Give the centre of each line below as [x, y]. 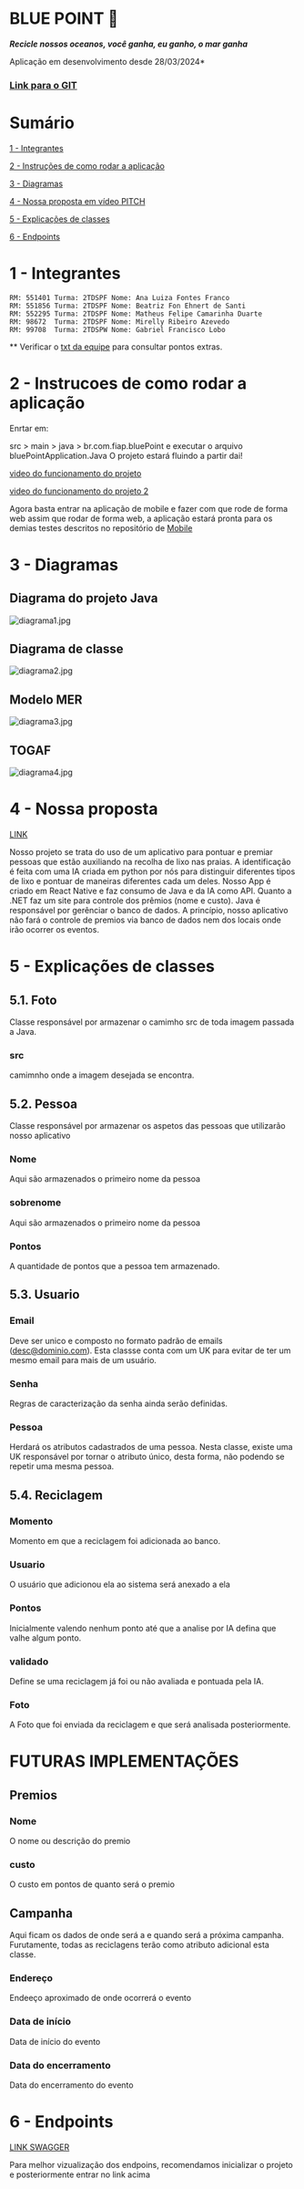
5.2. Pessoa [43, 1104]
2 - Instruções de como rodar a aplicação [87, 166]
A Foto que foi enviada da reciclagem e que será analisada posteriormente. [150, 1725]
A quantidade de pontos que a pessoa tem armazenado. [115, 1266]
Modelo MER [46, 699]
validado [29, 1662]
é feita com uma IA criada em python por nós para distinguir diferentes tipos [152, 871]
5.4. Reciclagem [56, 1495]
